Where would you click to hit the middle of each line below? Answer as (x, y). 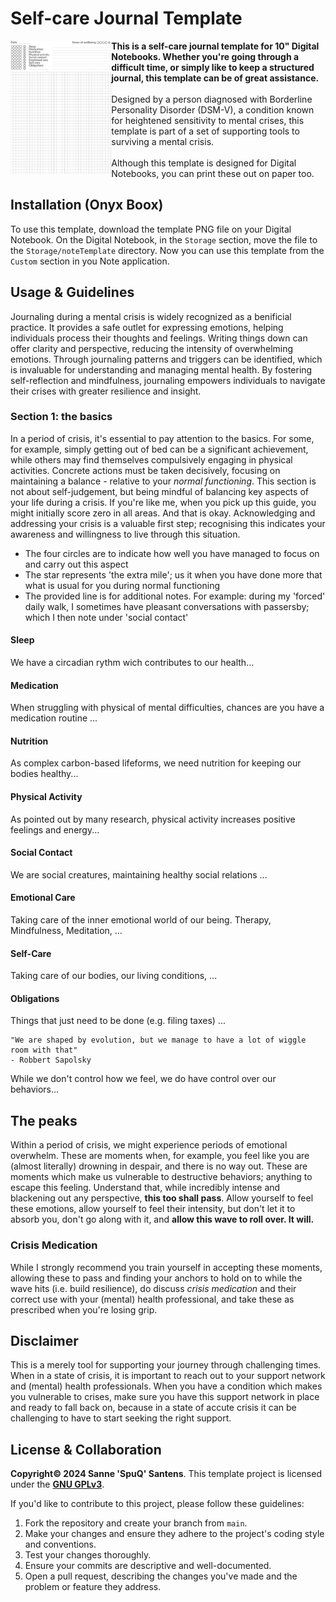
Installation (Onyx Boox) (87, 205)
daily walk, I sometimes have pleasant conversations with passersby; (167, 606)
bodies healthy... (44, 774)
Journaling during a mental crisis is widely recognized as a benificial (151, 316)
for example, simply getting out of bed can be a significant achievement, (159, 449)
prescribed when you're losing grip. (84, 1309)
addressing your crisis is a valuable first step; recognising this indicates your (168, 523)
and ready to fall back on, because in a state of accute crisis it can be (153, 1408)
